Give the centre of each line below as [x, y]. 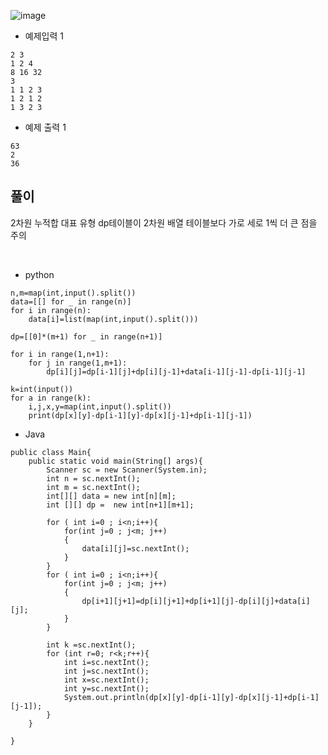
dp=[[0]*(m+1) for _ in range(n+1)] [86, 336]
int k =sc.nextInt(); [91, 645]
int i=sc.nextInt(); [106, 662]
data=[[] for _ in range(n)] [71, 301]
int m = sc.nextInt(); [93, 487]
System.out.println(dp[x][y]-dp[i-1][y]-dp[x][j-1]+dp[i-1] [191, 697]
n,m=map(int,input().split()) [73, 293]
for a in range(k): [51, 398]
